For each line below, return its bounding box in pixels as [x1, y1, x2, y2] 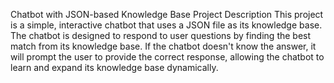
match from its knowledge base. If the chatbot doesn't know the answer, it [10, 40, 317, 52]
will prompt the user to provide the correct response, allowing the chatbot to [10, 51, 325, 63]
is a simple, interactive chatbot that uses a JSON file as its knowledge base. [10, 19, 323, 31]
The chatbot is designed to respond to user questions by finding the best [10, 30, 312, 41]
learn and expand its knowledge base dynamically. [10, 62, 219, 73]
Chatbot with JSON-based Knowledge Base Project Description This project [10, 9, 324, 20]
